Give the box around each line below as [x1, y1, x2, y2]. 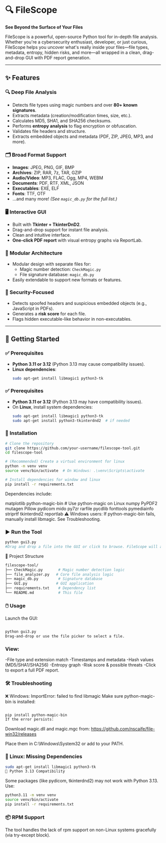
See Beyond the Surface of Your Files [5, 24, 83, 30]
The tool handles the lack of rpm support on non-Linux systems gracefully [5, 827, 157, 833]
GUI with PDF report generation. [25, 54, 91, 60]
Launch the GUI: [5, 615, 39, 621]
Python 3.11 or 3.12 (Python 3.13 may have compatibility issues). [12, 399, 143, 405]
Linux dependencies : [12, 366, 57, 372]
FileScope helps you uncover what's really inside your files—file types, [5, 44, 149, 50]
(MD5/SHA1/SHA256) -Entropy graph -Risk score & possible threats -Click [5, 662, 156, 668]
